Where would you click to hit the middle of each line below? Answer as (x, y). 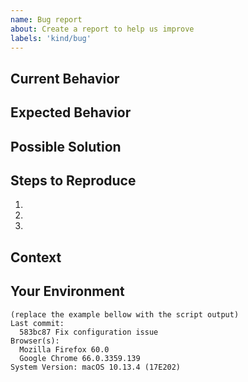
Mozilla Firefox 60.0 (64, 349)
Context (36, 257)
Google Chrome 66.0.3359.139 (80, 358)
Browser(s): (35, 341)
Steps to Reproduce (73, 180)
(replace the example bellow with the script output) (125, 314)
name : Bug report (46, 19)
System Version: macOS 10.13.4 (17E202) (96, 367)
